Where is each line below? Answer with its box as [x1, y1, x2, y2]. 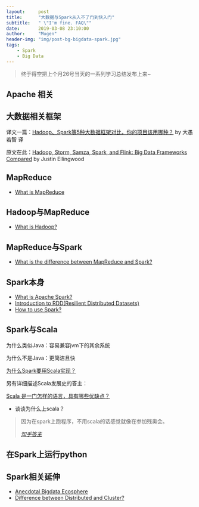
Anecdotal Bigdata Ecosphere [14, 488, 88, 495]
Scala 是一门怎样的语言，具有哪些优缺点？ [6, 392, 110, 400]
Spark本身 [6, 277, 45, 287]
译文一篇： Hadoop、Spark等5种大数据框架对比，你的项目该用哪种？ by [6, 128, 182, 135]
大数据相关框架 [6, 112, 61, 122]
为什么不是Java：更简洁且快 [6, 354, 76, 361]
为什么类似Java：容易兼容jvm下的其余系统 [6, 341, 110, 349]
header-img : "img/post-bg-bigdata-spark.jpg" [6, 36, 121, 42]
